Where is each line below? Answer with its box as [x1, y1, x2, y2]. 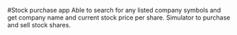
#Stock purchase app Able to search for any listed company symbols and [7, 6, 221, 14]
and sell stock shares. [7, 21, 71, 29]
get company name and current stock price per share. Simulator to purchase [7, 13, 231, 22]
